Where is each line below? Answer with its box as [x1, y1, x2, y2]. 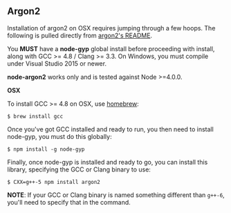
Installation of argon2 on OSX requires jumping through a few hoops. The [7, 24, 216, 32]
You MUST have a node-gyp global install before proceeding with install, [7, 44, 215, 53]
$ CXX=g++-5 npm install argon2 [7, 178, 100, 185]
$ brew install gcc [7, 113, 64, 120]
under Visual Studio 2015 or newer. [7, 59, 107, 68]
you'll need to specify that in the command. [7, 198, 131, 206]
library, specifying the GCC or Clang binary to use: [7, 165, 151, 174]
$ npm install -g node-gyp [7, 145, 85, 153]
